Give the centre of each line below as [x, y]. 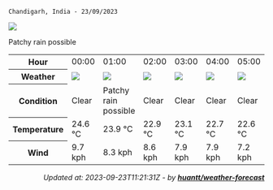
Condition [39, 101]
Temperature [38, 129]
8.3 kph [117, 152]
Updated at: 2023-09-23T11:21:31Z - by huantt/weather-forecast [154, 177]
